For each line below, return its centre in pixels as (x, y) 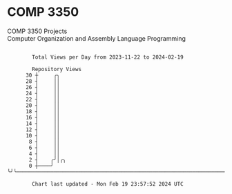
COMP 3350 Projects (37, 31)
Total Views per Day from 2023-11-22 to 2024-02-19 (108, 57)
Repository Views (57, 69)
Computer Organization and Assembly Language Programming (97, 38)
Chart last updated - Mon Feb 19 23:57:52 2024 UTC (108, 184)
